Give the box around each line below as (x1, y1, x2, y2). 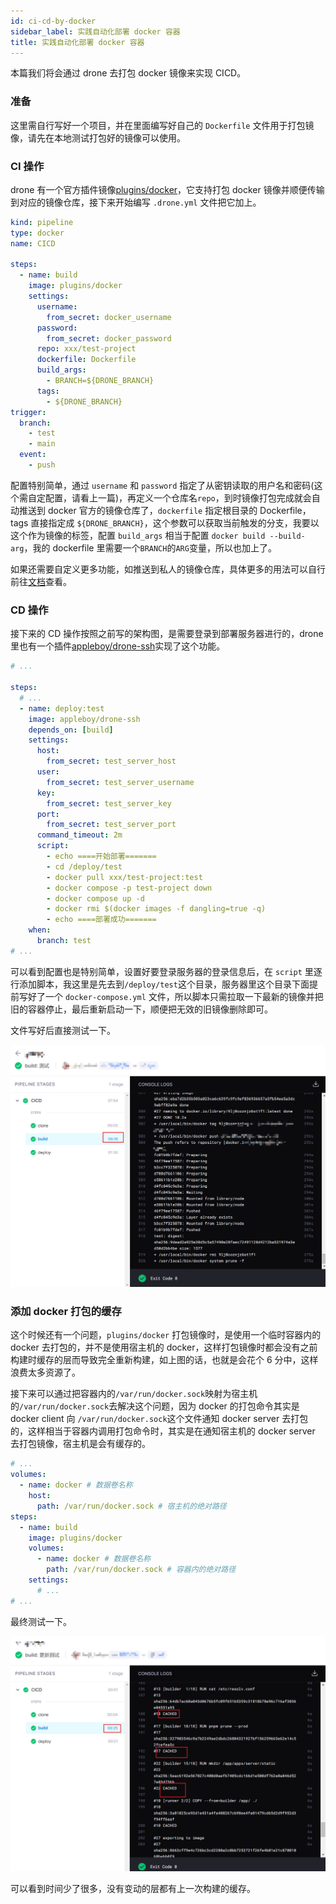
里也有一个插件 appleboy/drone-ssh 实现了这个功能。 (10, 640, 226, 652)
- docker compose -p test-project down (46, 883, 213, 893)
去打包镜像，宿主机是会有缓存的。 (10, 1438, 151, 1450)
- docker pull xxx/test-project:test (46, 872, 203, 882)
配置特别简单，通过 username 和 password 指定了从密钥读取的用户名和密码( (10, 479, 315, 491)
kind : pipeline (10, 217, 74, 227)
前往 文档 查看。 (10, 575, 72, 587)
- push (28, 460, 56, 470)
